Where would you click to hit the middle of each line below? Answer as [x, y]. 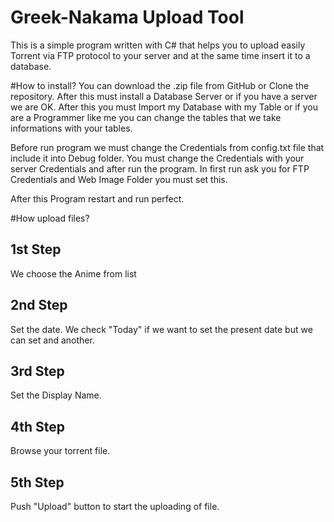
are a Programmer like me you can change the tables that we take [146, 117]
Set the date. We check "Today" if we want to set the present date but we [161, 329]
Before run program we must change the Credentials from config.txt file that [167, 147]
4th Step [37, 426]
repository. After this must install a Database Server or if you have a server [164, 96]
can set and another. [52, 340]
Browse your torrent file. [60, 451]
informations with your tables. [71, 128]
